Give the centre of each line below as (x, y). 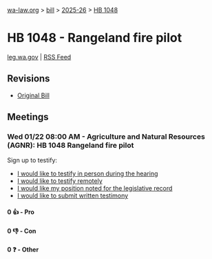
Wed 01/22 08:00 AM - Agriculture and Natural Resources (106, 137)
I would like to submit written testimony (73, 195)
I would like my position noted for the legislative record (95, 189)
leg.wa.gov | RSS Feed (39, 57)
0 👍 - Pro (21, 212)
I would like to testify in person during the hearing (87, 174)
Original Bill (33, 95)
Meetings (28, 117)
